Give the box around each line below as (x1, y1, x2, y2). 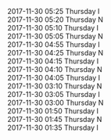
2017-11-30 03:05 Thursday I (7, 90, 101, 99)
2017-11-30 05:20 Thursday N (7, 15, 103, 24)
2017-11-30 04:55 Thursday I (7, 40, 101, 49)
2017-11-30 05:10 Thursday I (7, 23, 99, 32)
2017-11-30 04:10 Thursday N (7, 65, 102, 74)
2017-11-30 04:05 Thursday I (7, 74, 101, 82)
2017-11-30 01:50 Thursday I (7, 106, 99, 116)
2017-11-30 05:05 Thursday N (7, 31, 103, 41)
